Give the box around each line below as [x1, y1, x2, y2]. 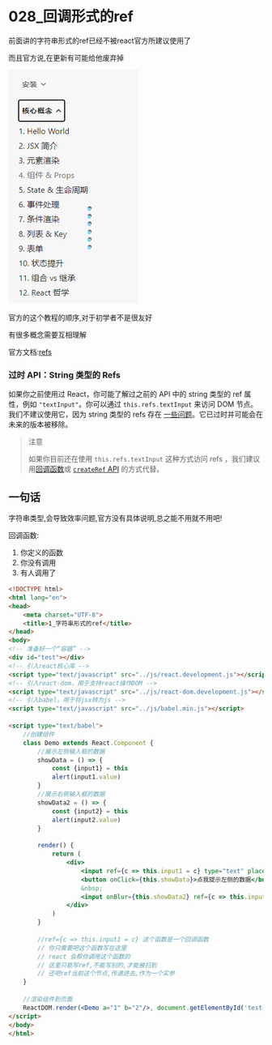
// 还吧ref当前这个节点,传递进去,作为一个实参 [37, 970, 176, 978]
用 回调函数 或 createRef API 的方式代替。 [28, 464, 164, 474]
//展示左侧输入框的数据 [37, 747, 105, 756]
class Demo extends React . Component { [23, 739, 154, 747]
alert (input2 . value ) [51, 816, 121, 824]
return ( [51, 850, 82, 859]
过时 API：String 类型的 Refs [8, 369, 121, 381]
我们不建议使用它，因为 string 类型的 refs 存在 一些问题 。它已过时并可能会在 [8, 410, 263, 420]
